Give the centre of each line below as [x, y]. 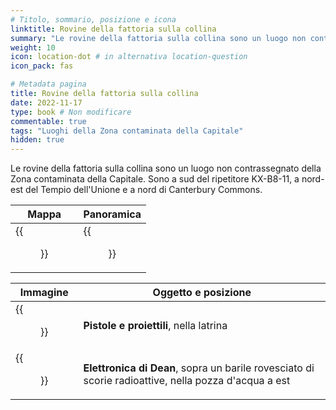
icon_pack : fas [42, 66]
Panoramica [112, 214]
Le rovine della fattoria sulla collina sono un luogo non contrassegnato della [166, 168]
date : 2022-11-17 [46, 102]
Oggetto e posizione [202, 293]
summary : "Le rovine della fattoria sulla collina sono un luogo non [158, 38]
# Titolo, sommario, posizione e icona [93, 19]
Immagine [44, 293]
